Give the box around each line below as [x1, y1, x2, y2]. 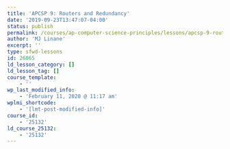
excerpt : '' [7, 42, 41, 49]
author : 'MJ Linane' [7, 36, 66, 43]
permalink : [7, 29, 38, 36]
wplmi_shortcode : [7, 100, 57, 106]
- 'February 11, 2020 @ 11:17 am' [19, 93, 118, 100]
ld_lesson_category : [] [7, 61, 75, 68]
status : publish [7, 23, 53, 30]
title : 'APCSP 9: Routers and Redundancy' [7, 10, 130, 17]
